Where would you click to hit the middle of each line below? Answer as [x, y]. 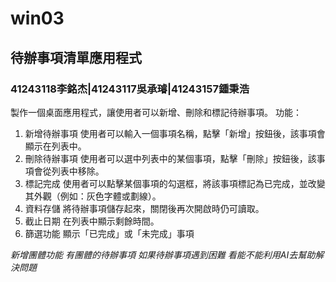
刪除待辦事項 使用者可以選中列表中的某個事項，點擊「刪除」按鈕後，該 [170, 158]
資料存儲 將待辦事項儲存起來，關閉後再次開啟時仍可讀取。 [144, 208]
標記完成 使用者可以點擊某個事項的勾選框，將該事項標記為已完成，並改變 [175, 183]
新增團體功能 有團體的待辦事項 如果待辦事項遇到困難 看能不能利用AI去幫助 [163, 254]
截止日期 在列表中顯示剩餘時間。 [92, 221]
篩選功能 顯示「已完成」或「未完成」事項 [109, 233]
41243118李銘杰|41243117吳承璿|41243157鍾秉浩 [130, 89]
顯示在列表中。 [55, 146]
